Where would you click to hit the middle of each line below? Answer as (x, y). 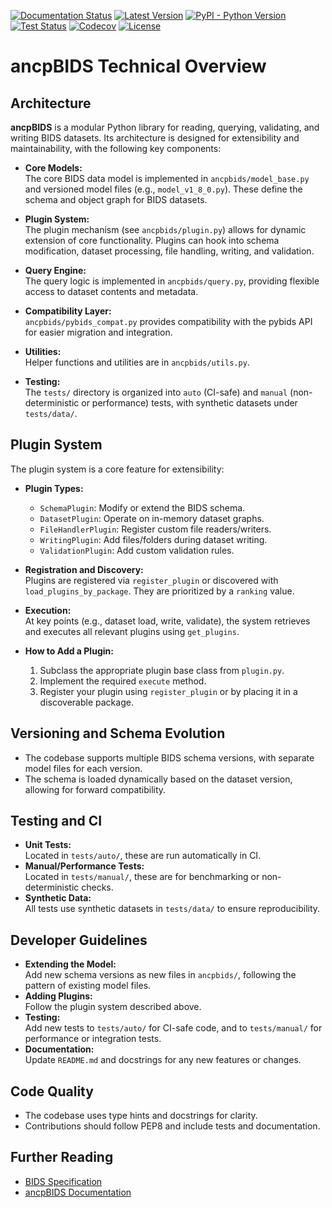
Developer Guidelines (79, 940)
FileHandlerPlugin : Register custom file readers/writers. (155, 529)
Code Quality (52, 1091)
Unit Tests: (48, 845)
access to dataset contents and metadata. (111, 291)
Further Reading (62, 1157)
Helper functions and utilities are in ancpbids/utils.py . (137, 362)
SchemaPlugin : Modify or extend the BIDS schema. (142, 507)
